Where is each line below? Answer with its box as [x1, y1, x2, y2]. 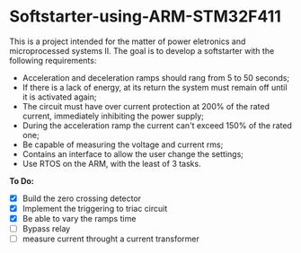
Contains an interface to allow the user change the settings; [22, 148, 244, 159]
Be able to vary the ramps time [22, 214, 137, 224]
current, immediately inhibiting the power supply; [22, 110, 205, 121]
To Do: [9, 175, 34, 186]
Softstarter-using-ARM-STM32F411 [9, 6, 281, 27]
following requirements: [9, 55, 97, 65]
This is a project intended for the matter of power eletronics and [9, 36, 246, 47]
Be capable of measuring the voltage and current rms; [22, 139, 224, 150]
